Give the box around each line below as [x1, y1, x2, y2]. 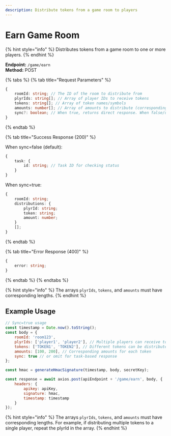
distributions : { [14, 201, 51, 206]
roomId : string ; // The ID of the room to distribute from [14, 91, 142, 97]
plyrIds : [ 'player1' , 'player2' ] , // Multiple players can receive [14, 339, 160, 344]
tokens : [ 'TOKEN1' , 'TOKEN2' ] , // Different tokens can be [14, 344, 142, 349]
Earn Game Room [5, 29, 80, 41]
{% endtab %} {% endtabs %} [5, 277, 69, 283]
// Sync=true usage [5, 321, 47, 326]
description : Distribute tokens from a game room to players [5, 7, 138, 13]
